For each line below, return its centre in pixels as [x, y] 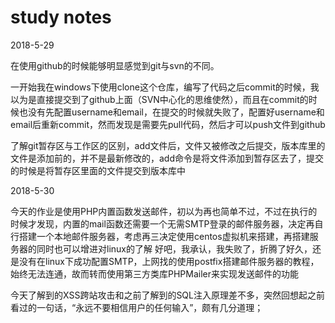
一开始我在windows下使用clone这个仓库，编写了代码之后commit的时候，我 [165, 87]
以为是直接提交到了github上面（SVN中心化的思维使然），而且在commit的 [159, 99]
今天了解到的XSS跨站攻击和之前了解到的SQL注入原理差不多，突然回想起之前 [167, 295]
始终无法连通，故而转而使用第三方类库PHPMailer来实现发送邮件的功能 [155, 273]
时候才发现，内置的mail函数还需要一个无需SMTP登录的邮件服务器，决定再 [162, 223]
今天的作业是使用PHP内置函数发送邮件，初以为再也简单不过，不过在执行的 [164, 211]
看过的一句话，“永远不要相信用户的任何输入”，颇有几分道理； [137, 307]
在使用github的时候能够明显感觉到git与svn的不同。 [115, 65]
